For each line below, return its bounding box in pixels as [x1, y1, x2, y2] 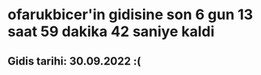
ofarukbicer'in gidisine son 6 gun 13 [7, 6, 254, 24]
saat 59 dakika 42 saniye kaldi [7, 22, 215, 41]
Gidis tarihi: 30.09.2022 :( [7, 54, 141, 68]
